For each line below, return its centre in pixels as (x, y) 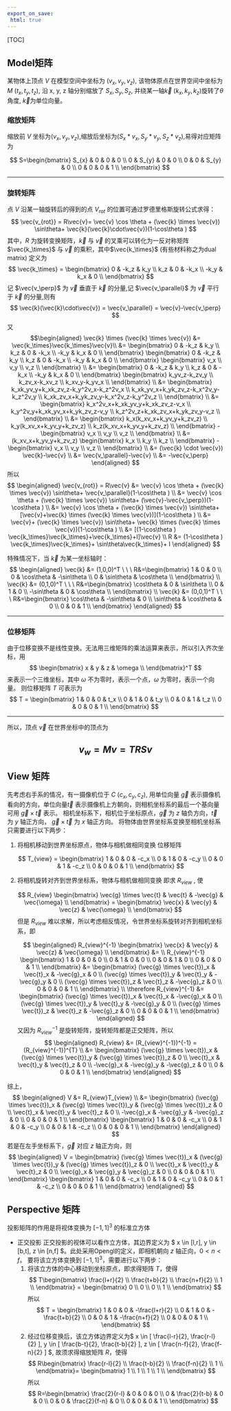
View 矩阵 (29, 777)
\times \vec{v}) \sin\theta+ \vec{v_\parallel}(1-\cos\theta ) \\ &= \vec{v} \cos (115, 493)
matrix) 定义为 (27, 258)
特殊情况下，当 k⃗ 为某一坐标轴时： (58, 559)
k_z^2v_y (24, 397)
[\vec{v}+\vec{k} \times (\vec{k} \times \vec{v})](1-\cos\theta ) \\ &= (115, 515)
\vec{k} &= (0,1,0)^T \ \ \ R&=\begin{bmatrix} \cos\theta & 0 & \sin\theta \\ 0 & (115, 584)
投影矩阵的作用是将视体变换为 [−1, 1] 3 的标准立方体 (79, 1227)
